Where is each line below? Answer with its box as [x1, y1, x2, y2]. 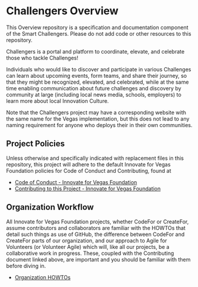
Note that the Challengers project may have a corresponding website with [6, 109, 187, 116]
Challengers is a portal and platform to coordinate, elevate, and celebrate [6, 48, 185, 55]
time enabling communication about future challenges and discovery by [6, 84, 182, 92]
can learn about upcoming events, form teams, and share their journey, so [6, 72, 187, 79]
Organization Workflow [6, 202, 94, 212]
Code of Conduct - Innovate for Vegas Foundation [14, 178, 138, 185]
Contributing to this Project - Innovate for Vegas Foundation [14, 185, 161, 192]
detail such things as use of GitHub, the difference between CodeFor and [6, 231, 185, 238]
